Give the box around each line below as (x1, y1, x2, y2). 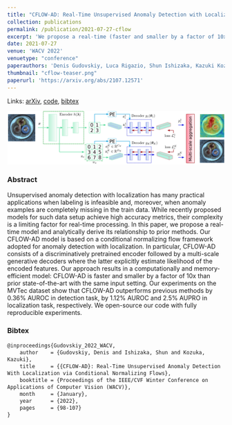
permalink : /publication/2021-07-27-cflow (7, 26, 131, 33)
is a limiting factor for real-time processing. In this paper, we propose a (7, 220, 209, 228)
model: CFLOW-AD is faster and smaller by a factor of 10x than (32, 271, 211, 280)
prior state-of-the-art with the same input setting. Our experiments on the (7, 279, 217, 287)
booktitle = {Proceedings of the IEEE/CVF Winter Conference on (19, 377, 209, 384)
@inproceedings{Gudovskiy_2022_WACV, (7, 343, 116, 350)
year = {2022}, (19, 398, 79, 405)
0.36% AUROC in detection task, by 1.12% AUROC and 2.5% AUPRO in (7, 293, 208, 302)
